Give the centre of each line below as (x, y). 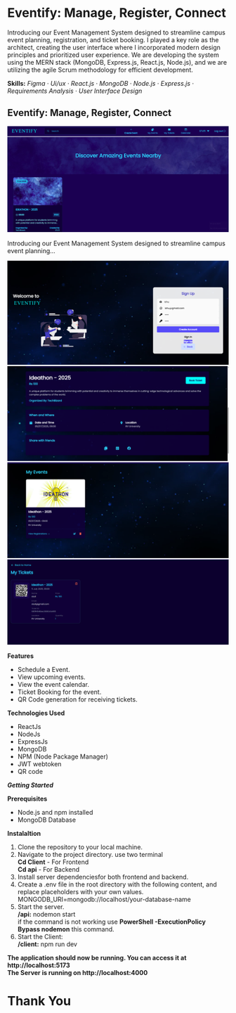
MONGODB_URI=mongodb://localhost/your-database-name (104, 899)
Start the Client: (40, 936)
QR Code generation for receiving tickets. (78, 699)
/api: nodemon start (46, 914)
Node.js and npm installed (55, 812)
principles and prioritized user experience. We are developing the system (113, 55)
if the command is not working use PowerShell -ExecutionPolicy (111, 922)
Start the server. (41, 906)
